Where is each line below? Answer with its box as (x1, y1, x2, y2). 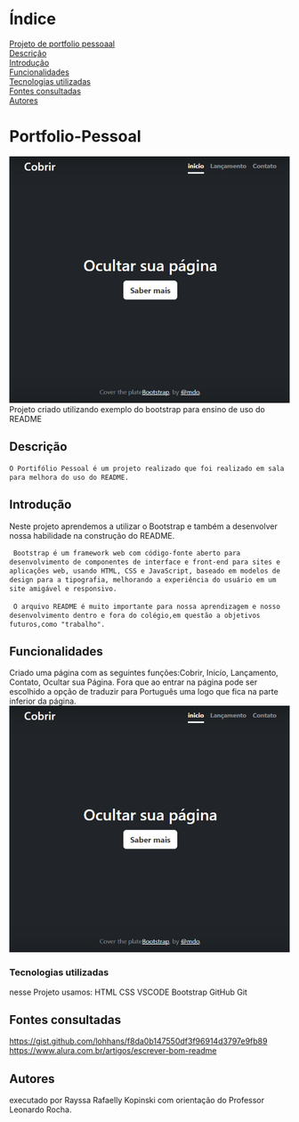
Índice (9, 9, 56, 29)
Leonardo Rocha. (9, 1104, 72, 1115)
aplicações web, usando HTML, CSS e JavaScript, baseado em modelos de (9, 566, 280, 575)
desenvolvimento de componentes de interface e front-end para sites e (9, 557, 280, 566)
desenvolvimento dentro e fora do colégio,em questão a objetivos (9, 611, 261, 620)
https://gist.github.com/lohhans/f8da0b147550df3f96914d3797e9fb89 (9, 1036, 268, 1046)
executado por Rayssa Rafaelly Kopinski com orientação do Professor (9, 1095, 265, 1106)
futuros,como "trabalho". (9, 620, 105, 629)
